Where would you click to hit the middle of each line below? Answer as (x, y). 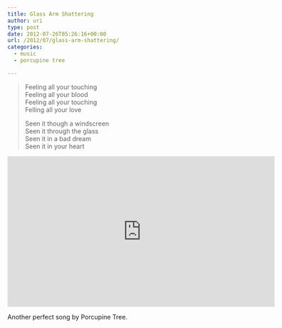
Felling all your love (53, 109)
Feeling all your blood (56, 94)
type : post (23, 27)
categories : (25, 47)
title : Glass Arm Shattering (51, 14)
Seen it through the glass (62, 131)
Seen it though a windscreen (67, 123)
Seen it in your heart (54, 146)
